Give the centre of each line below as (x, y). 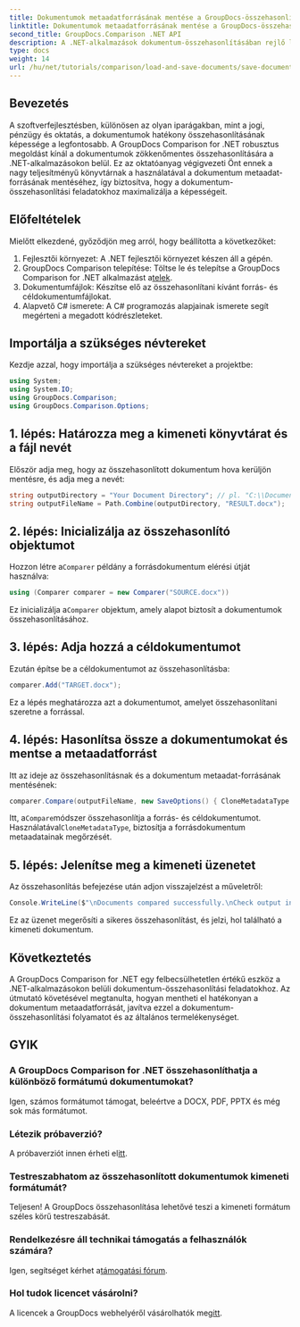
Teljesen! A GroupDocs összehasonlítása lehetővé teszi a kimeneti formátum (150, 1207)
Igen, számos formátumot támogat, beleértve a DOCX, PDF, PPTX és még (145, 1101)
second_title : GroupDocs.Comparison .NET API (95, 34)
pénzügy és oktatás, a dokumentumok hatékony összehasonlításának (137, 134)
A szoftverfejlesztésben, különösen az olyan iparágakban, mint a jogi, (137, 125)
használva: (29, 576)
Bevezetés (39, 104)
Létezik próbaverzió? (56, 1133)
